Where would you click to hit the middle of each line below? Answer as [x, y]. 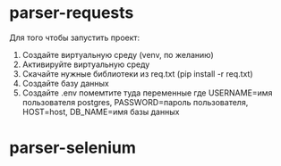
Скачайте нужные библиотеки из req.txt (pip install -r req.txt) [137, 73]
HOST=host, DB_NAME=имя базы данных [101, 112]
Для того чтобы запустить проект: [75, 37]
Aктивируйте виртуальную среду [86, 64]
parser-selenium [73, 148]
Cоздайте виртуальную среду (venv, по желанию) [118, 54]
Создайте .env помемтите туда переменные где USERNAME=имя [147, 93]
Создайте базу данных [66, 83]
